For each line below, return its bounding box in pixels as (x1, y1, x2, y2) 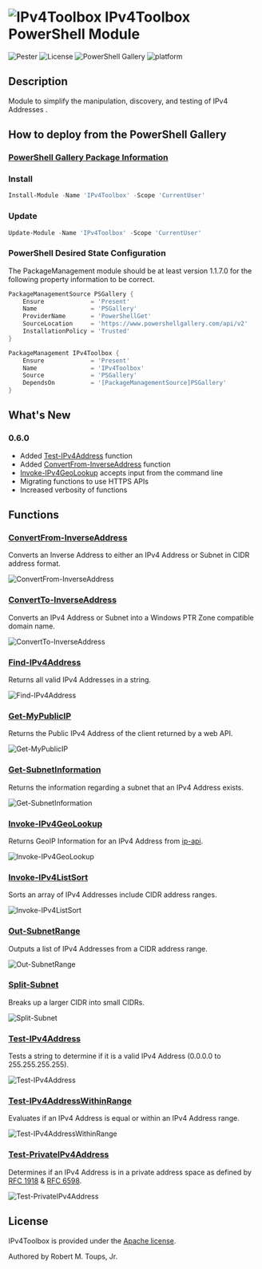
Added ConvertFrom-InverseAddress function (19, 459, 171, 469)
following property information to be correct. (8, 274, 155, 284)
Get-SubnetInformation (8, 764, 101, 775)
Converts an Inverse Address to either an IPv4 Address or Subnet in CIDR (8, 550, 250, 560)
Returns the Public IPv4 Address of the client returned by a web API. (8, 729, 233, 738)
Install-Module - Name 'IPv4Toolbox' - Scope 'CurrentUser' (8, 192, 205, 200)
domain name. (8, 621, 56, 631)
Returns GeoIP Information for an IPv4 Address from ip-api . (8, 836, 204, 846)
